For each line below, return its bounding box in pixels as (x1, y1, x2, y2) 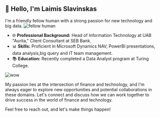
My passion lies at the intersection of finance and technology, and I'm (5, 81, 145, 87)
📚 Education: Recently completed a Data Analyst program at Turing (12, 55, 149, 61)
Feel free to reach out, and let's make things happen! (5, 106, 111, 112)
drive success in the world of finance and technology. (5, 97, 113, 102)
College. (12, 63, 29, 68)
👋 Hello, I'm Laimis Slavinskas (5, 5, 97, 13)
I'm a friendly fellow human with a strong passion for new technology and (5, 17, 152, 23)
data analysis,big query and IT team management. (12, 50, 113, 56)
